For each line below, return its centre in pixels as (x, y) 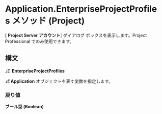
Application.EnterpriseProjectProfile (81, 9)
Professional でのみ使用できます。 (40, 41)
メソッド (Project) (48, 21)
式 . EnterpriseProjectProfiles (35, 71)
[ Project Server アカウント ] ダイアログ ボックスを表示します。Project (76, 35)
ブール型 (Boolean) (25, 107)
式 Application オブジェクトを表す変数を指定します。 (59, 81)
